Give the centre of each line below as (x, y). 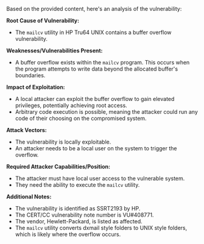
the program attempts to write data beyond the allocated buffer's (97, 69)
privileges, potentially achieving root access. (71, 105)
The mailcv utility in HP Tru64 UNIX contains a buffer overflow (93, 32)
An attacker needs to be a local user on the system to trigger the (96, 148)
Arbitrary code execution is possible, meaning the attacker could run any (106, 112)
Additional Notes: (29, 197)
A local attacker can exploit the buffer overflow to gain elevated (95, 99)
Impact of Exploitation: (36, 87)
